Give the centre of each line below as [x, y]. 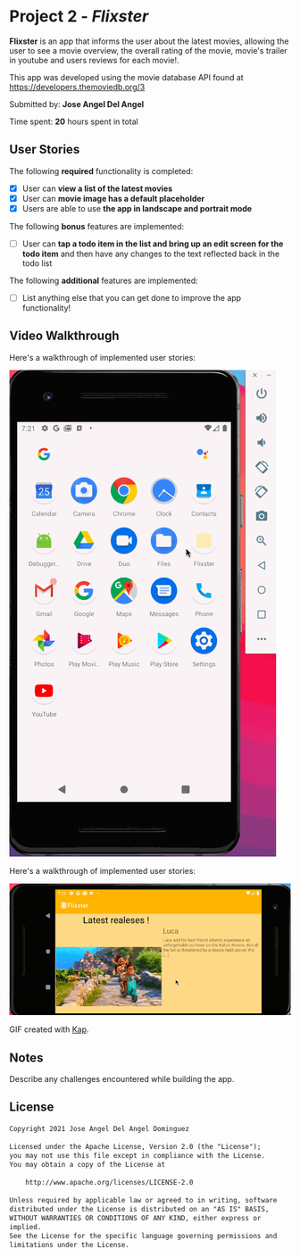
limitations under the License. [69, 1245]
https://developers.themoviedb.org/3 [77, 87]
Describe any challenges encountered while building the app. [122, 1079]
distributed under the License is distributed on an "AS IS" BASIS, [139, 1209]
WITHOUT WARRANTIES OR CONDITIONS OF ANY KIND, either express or [135, 1218]
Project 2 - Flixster [79, 17]
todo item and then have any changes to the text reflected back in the [150, 254]
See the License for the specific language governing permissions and [143, 1236]
